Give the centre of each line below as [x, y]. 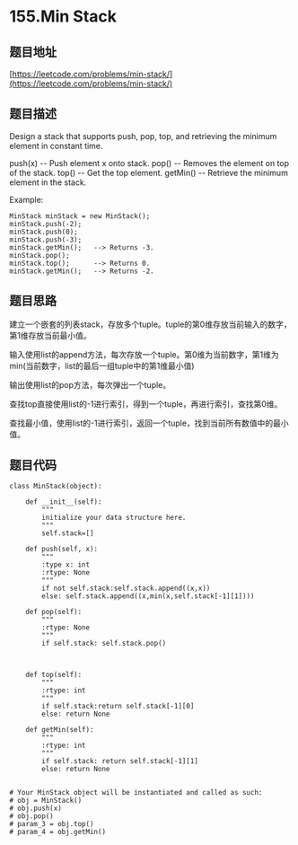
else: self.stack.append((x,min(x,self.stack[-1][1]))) [148, 596]
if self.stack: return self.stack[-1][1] [120, 761]
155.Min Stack [63, 17]
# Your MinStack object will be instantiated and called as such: [136, 793]
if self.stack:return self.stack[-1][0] [118, 707]
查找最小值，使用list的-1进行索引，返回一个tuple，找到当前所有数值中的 [141, 423]
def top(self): [54, 675]
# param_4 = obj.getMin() [57, 832]
